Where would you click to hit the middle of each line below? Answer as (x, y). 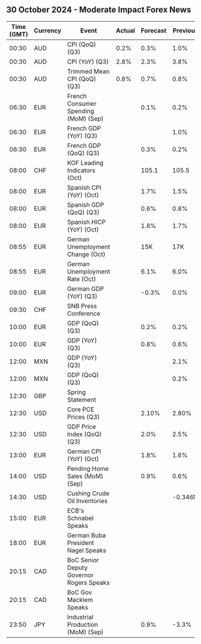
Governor (80, 575)
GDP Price (81, 426)
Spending (80, 111)
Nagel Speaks (86, 550)
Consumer (82, 103)
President (80, 543)
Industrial (80, 617)
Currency (48, 31)
